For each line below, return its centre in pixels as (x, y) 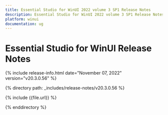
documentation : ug (24, 24)
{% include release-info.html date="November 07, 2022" (63, 73)
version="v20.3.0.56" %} (31, 78)
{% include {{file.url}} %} (31, 97)
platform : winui (22, 19)
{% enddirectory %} (26, 107)
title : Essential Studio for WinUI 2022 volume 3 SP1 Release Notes (78, 10)
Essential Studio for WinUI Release (78, 48)
